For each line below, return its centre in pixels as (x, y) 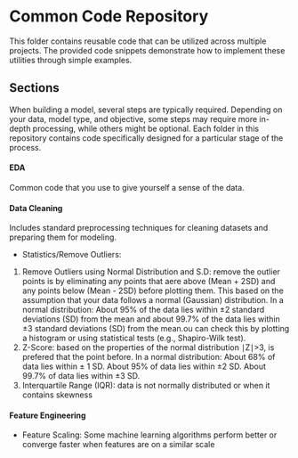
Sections (34, 88)
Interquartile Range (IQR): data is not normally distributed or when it (146, 386)
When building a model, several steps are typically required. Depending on (146, 110)
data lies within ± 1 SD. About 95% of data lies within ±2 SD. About (144, 366)
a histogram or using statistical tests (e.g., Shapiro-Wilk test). (134, 338)
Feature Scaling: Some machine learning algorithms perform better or (149, 435)
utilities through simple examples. (71, 60)
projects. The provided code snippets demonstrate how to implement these (147, 50)
